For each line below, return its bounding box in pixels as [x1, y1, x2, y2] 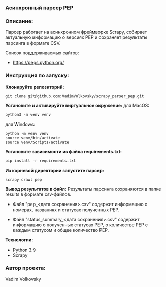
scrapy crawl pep [5, 177, 42, 182]
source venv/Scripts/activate [5, 140, 70, 145]
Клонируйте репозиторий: [5, 84, 64, 90]
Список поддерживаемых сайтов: [5, 50, 79, 56]
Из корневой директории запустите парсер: [5, 167, 104, 173]
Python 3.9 [12, 247, 36, 253]
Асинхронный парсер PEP [5, 4, 74, 11]
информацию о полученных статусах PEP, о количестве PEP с [12, 222, 148, 228]
